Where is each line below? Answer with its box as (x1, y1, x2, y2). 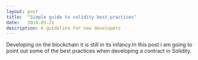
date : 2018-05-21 (6, 19, 55, 25)
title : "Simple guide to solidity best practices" (6, 14, 137, 20)
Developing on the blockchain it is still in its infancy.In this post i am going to (6, 41, 193, 48)
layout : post (6, 8, 39, 15)
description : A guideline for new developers (6, 25, 121, 31)
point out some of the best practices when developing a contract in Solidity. (6, 48, 192, 55)
